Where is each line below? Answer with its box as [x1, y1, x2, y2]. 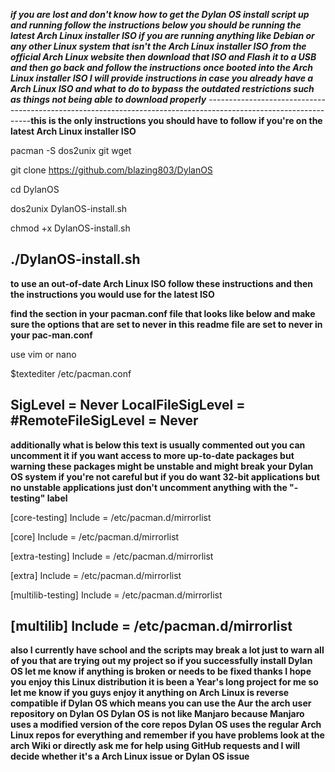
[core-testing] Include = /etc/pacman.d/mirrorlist [10, 511, 212, 523]
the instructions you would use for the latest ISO [10, 288, 215, 300]
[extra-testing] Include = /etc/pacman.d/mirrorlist [10, 550, 214, 562]
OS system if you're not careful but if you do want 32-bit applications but [10, 470, 320, 483]
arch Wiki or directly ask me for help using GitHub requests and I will [10, 740, 301, 752]
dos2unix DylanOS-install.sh [10, 203, 128, 214]
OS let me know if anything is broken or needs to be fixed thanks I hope [10, 665, 312, 678]
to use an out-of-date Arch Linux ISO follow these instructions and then [10, 277, 314, 289]
